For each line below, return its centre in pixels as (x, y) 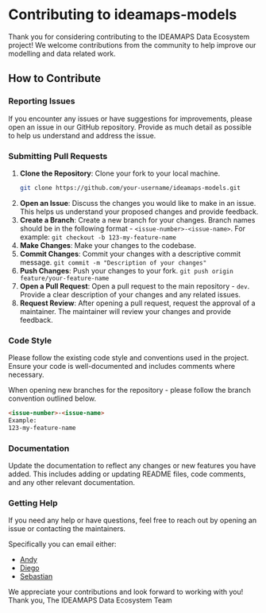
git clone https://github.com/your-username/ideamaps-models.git (130, 188)
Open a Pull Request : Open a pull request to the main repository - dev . (135, 286)
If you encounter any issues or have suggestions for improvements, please (130, 118)
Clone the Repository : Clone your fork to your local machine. (120, 173)
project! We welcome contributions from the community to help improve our (132, 45)
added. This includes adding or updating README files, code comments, (127, 474)
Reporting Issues (42, 101)
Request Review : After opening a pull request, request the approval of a (137, 303)
